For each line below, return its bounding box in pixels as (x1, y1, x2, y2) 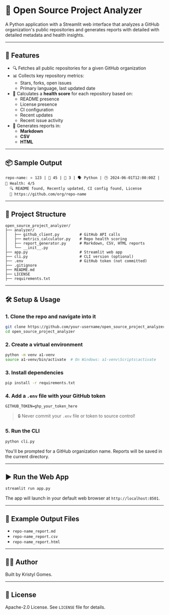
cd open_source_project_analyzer (5, 329, 75, 334)
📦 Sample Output (5, 159, 62, 167)
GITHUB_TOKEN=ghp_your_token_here (5, 404, 78, 409)
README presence (20, 96, 59, 102)
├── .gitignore (5, 263, 37, 268)
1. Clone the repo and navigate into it (5, 313, 96, 320)
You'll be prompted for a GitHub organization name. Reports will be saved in (5, 448, 162, 454)
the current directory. (5, 453, 49, 459)
